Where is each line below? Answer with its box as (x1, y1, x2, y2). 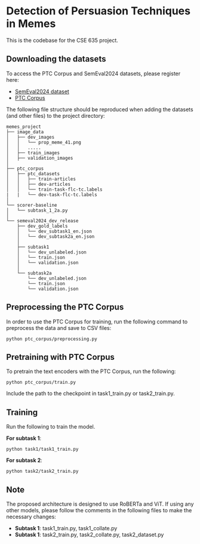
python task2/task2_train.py (6, 468, 79, 475)
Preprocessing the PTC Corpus (6, 302, 124, 312)
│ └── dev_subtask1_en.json (17, 228, 93, 234)
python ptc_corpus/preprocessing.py (6, 336, 97, 342)
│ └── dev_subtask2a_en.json (17, 233, 95, 240)
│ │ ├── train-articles (6, 176, 76, 182)
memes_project (6, 124, 42, 130)
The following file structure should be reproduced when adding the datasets (6, 106, 193, 113)
